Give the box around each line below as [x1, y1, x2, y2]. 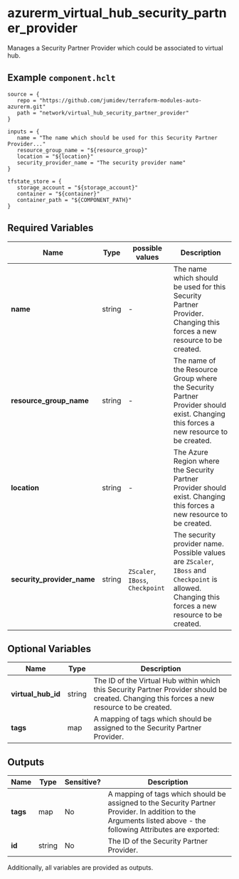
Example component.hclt [7, 72, 116, 84]
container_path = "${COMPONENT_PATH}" [16, 196, 132, 203]
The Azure [173, 447, 208, 457]
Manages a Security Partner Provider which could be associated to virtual [7, 43, 223, 52]
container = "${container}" [16, 190, 100, 197]
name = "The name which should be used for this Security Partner [16, 134, 218, 142]
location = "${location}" [16, 153, 94, 160]
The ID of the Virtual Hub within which [93, 676, 221, 686]
